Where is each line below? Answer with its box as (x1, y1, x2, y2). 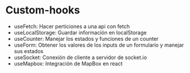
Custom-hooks (5, 4, 80, 17)
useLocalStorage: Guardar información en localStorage (13, 29, 147, 36)
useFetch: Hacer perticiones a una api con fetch (13, 23, 130, 30)
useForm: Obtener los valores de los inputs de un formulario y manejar (13, 41, 184, 48)
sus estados (13, 47, 44, 54)
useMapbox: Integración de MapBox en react (13, 60, 123, 67)
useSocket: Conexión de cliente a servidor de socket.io (13, 54, 147, 61)
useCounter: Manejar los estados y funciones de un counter (13, 35, 159, 42)
